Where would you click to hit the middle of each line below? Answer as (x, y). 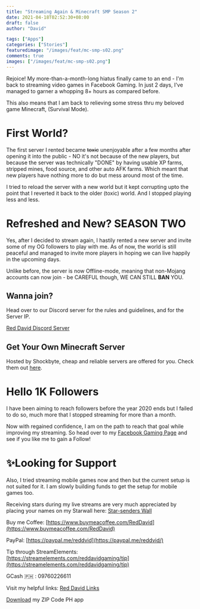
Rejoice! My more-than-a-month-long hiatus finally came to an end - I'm (95, 78)
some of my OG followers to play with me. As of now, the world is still (91, 246)
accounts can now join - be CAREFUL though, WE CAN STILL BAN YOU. (95, 277)
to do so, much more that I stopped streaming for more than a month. (91, 415)
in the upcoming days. (33, 259)
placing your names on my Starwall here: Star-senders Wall (79, 511)
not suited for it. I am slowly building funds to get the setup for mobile (92, 486)
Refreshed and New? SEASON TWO (96, 223)
